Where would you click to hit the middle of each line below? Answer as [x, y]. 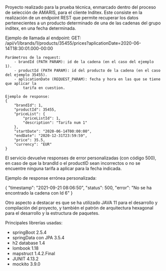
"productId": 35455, [35, 110]
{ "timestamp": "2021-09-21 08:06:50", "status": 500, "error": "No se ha [79, 188]
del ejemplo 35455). [27, 75]
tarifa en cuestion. [44, 88]
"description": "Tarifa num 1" [55, 123]
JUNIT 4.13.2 [25, 259]
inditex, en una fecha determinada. [41, 28]
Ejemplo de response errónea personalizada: [51, 178]
